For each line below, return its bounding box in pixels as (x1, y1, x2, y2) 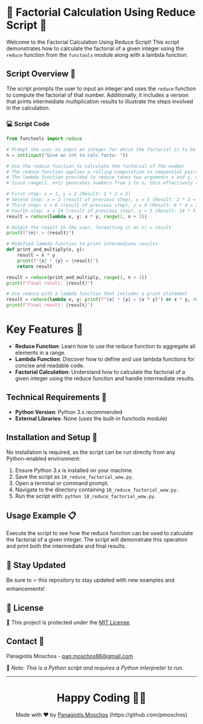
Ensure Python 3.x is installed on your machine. (14, 466, 134, 474)
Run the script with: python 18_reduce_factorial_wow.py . (14, 492, 156, 499)
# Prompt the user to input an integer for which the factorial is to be (6, 146, 196, 153)
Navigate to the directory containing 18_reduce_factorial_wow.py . (14, 485, 178, 493)
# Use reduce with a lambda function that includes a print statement (6, 291, 188, 297)
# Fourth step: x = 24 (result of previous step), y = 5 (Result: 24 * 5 (6, 208, 196, 214)
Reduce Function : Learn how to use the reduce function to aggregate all (14, 342, 196, 350)
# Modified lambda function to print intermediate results (6, 241, 158, 247)
